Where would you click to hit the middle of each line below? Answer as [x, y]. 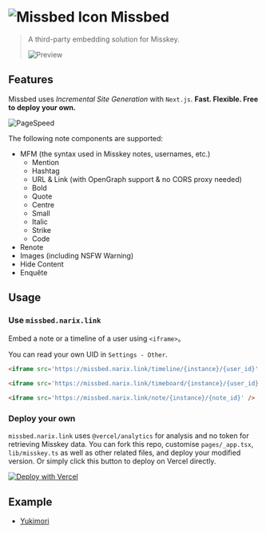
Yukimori [34, 521]
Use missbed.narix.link [55, 321]
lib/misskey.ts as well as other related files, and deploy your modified [125, 453]
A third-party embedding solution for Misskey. [103, 39]
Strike [42, 230]
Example [30, 501]
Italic [40, 221]
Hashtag [46, 171]
